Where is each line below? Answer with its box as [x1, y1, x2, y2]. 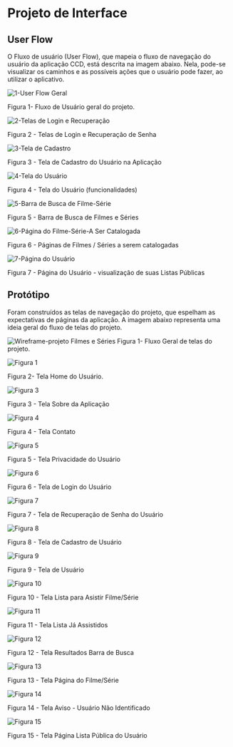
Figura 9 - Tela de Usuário [7, 565, 84, 574]
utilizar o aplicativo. [7, 75, 65, 83]
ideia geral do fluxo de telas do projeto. [7, 323, 123, 331]
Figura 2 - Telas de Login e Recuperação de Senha [7, 130, 157, 138]
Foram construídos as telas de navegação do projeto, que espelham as [7, 308, 216, 316]
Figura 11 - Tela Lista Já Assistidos [7, 620, 108, 629]
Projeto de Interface [7, 5, 128, 21]
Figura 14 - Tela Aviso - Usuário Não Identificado [7, 704, 151, 712]
